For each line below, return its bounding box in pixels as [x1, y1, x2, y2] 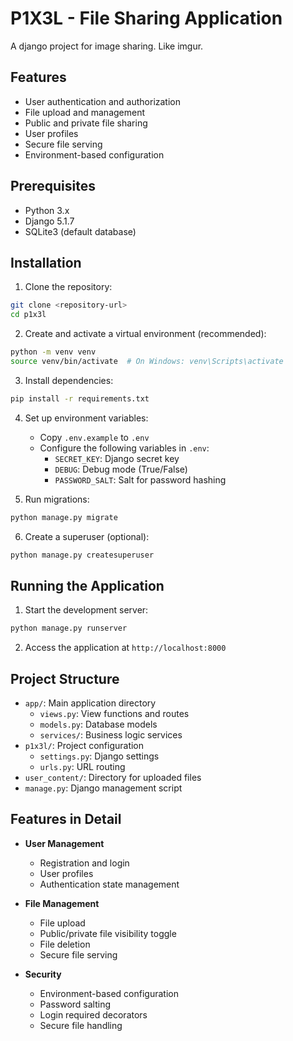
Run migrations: [24, 493, 90, 505]
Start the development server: [24, 604, 149, 616]
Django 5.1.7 [24, 215, 75, 227]
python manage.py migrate [10, 512, 118, 522]
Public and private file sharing [24, 117, 148, 129]
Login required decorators [39, 1008, 148, 1021]
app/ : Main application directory [24, 697, 157, 709]
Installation [10, 254, 82, 271]
